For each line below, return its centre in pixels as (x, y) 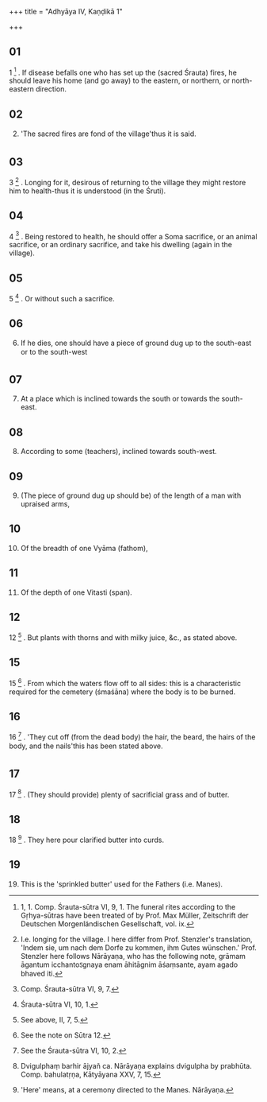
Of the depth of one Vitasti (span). (76, 592)
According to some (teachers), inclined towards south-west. (118, 452)
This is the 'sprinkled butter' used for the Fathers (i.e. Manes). (122, 884)
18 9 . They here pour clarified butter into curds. (87, 839)
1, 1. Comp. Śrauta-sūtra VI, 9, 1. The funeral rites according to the (128, 906)
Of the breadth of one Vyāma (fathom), (84, 548)
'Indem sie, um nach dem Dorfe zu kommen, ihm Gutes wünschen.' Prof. (138, 947)
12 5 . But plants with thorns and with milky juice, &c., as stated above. (123, 637)
